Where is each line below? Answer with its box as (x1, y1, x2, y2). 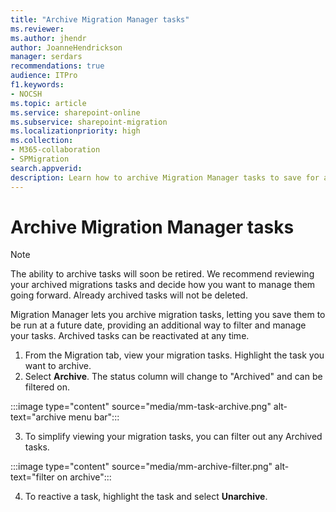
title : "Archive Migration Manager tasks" (10, 14, 190, 25)
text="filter (10, 471, 55, 483)
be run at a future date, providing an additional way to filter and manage (10, 319, 307, 331)
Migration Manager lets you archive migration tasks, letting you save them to (10, 309, 326, 321)
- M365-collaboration (10, 145, 101, 155)
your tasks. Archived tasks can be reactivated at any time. (10, 330, 250, 342)
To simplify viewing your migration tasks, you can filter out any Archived (24, 431, 323, 443)
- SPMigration (10, 154, 70, 164)
